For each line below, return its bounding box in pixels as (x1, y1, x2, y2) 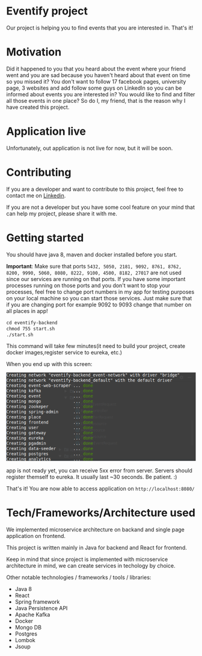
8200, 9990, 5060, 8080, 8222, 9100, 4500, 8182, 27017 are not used (6, 269, 182, 276)
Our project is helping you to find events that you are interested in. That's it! (6, 24, 194, 31)
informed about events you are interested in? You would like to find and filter (6, 90, 195, 97)
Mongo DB (14, 624, 42, 631)
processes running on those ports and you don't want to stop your (6, 282, 171, 289)
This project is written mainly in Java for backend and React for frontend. (6, 544, 188, 551)
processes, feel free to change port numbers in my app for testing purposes (6, 288, 195, 296)
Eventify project (6, 4, 88, 18)
